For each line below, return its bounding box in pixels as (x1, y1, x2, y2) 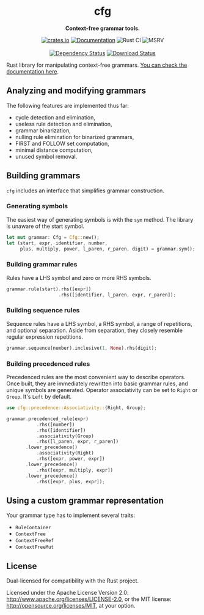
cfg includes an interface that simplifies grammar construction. (6, 187, 165, 194)
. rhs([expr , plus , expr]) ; (36, 478, 105, 485)
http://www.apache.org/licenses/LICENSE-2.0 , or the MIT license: (6, 595, 172, 603)
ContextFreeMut (15, 544, 54, 551)
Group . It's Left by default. (6, 393, 72, 400)
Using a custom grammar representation (6, 495, 164, 506)
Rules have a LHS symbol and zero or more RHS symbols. (6, 274, 151, 281)
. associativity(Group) (36, 433, 95, 439)
